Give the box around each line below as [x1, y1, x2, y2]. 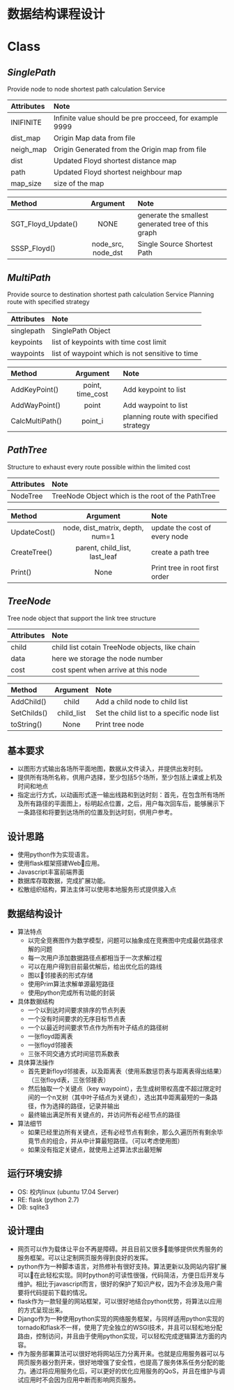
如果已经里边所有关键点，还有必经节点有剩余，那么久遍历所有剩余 [27, 1128, 217, 1137]
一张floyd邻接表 [27, 1041, 73, 1050]
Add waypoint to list [123, 400, 188, 410]
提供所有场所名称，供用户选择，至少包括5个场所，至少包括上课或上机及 [17, 773, 223, 782]
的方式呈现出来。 [17, 1306, 67, 1314]
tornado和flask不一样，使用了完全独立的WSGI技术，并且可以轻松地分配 [17, 1323, 223, 1331]
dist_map [10, 133, 40, 143]
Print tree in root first [150, 563, 219, 573]
